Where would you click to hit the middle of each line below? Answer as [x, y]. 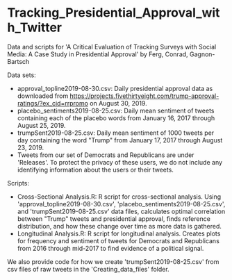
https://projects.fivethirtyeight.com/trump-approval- [144, 96]
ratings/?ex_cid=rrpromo [53, 103]
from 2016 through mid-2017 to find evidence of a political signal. [110, 248]
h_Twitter [35, 27]
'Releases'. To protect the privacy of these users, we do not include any [120, 162]
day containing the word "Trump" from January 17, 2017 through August [120, 140]
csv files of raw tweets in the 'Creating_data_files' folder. [88, 269]
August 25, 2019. [41, 125]
